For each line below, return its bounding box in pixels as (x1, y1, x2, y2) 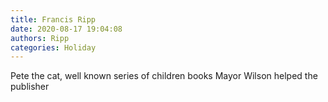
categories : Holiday (10, 42, 97, 53)
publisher (10, 81, 50, 93)
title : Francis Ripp (10, 14, 97, 25)
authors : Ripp (10, 33, 70, 43)
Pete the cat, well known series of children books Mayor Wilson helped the (10, 70, 318, 82)
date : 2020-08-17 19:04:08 (10, 24, 123, 34)
